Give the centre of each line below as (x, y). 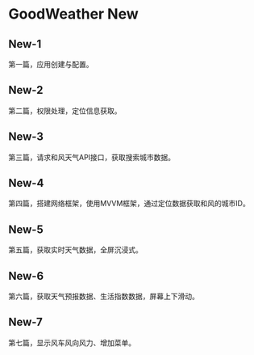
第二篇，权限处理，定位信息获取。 (65, 111)
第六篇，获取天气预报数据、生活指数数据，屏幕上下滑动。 (104, 297)
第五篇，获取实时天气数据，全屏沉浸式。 (75, 250)
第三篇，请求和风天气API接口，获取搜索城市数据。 (92, 157)
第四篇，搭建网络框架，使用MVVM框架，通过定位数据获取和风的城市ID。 (129, 204)
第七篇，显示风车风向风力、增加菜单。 (72, 342)
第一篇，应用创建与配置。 (51, 64)
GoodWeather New (73, 14)
